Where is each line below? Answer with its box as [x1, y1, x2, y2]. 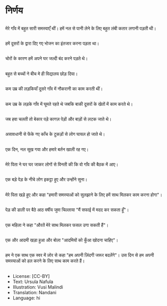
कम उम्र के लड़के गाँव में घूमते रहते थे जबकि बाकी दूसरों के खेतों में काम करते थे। [5, 101, 133, 107]
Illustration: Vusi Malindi [12, 284, 63, 290]
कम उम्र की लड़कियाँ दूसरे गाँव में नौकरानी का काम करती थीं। [5, 86, 103, 92]
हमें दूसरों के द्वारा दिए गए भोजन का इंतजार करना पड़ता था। [5, 40, 100, 46]
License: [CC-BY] [12, 273, 50, 279]
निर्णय [5, 5, 23, 16]
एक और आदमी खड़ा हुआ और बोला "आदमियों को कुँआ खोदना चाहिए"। [5, 237, 118, 243]
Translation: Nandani [12, 289, 57, 295]
